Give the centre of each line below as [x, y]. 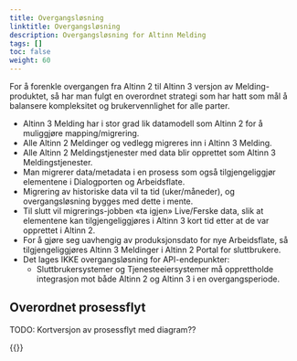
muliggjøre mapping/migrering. [81, 133]
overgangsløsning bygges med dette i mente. [108, 201]
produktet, [29, 96]
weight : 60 [30, 60]
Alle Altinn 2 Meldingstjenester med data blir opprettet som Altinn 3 [149, 153]
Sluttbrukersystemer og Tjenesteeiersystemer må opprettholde [155, 269]
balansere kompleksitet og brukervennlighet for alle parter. [120, 106]
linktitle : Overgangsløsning [65, 27]
